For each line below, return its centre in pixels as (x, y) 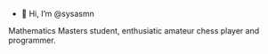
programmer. (32, 40)
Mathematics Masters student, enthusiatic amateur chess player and (134, 31)
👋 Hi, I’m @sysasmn (57, 14)
